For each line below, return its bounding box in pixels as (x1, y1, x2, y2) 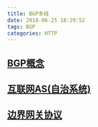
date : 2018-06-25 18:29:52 (7, 17, 85, 24)
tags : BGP (7, 23, 36, 30)
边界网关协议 (7, 109, 63, 121)
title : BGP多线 (7, 10, 49, 17)
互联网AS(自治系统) (7, 83, 91, 95)
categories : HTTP (7, 29, 58, 37)
